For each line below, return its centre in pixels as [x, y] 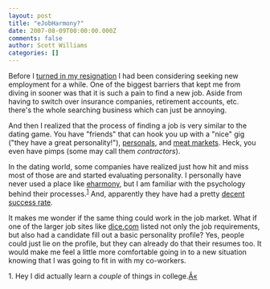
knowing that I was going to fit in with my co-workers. [97, 260]
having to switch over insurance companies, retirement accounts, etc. [124, 102]
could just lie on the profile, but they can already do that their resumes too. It [135, 243]
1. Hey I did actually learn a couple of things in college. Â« [103, 276]
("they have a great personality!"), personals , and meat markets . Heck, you [132, 142]
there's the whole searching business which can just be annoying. [118, 110]
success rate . [31, 202]
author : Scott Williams [48, 46]
